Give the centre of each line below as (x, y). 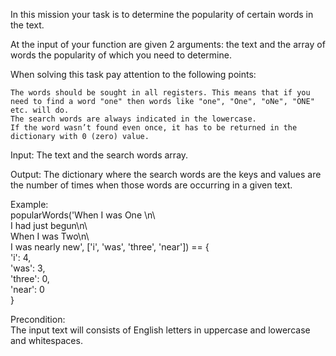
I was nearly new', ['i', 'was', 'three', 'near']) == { (110, 247)
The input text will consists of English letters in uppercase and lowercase (160, 330)
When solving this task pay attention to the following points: (133, 74)
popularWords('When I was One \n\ (83, 215)
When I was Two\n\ (50, 236)
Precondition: (38, 319)
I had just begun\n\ (49, 225)
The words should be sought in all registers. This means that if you (160, 93)
